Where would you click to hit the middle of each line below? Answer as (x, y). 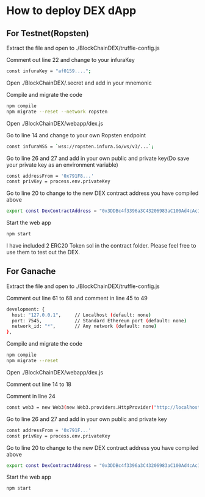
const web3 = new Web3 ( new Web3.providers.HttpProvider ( (80, 407)
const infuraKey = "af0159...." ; (49, 71)
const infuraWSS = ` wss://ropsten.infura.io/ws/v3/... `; (80, 146)
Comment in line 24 (31, 396)
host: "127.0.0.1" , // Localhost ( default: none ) (81, 315)
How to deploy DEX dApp (71, 11)
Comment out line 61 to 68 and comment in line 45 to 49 (77, 298)
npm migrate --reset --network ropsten (57, 112)
